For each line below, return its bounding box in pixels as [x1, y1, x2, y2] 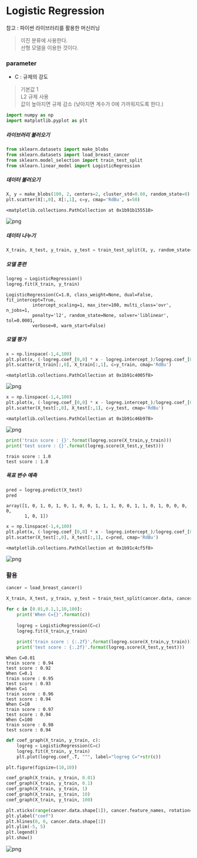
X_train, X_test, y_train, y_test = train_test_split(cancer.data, [6, 596, 175, 602]
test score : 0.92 [6, 666, 51, 672]
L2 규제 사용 [20, 93, 49, 101]
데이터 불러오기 [6, 176, 41, 183]
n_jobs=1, [6, 307, 30, 313]
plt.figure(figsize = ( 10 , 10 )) [6, 764, 77, 770]
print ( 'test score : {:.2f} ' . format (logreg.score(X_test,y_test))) [16, 645, 185, 650]
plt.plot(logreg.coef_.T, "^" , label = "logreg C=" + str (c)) [16, 754, 161, 760]
